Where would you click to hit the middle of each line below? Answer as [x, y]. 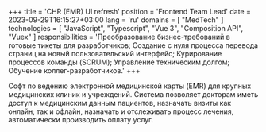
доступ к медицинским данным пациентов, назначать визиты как [120, 103]
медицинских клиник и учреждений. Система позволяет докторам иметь [133, 94]
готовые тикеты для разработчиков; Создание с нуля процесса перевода [133, 45]
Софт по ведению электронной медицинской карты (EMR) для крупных [130, 86]
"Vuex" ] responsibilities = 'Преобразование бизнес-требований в [119, 37]
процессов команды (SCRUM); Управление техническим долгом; [119, 62]
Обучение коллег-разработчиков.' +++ [74, 70]
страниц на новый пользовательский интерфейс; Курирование [115, 54]
